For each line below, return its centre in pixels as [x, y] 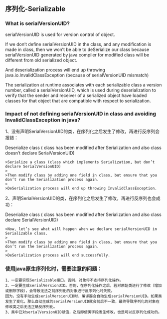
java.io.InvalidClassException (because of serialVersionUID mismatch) [77, 75]
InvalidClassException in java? [43, 120]
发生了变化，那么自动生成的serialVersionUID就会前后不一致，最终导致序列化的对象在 [83, 301]
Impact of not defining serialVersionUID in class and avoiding [81, 113]
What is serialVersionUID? [37, 23]
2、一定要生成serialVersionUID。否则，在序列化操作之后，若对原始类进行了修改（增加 [83, 286]
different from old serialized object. [41, 60]
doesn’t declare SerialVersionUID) [40, 153]
